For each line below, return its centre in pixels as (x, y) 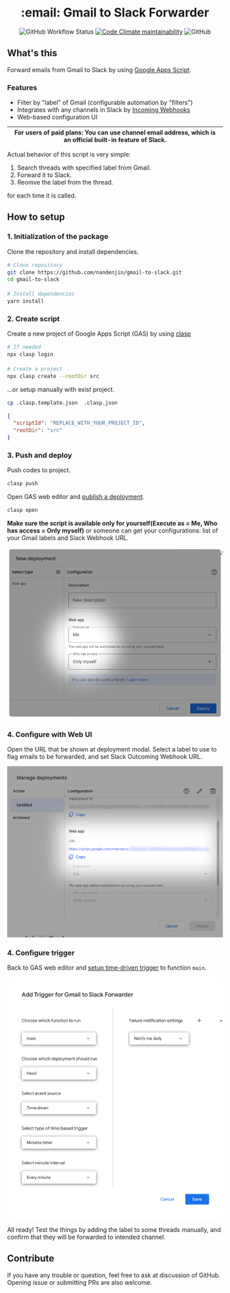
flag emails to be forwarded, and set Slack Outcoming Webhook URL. (105, 757)
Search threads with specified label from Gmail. (84, 168)
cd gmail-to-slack (33, 279)
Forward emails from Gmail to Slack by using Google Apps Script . (99, 69)
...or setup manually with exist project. (61, 389)
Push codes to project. (39, 470)
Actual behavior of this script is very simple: (69, 154)
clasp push (23, 484)
